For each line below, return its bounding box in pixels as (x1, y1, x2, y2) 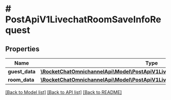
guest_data (8, 68, 36, 75)
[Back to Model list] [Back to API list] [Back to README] (5, 89, 122, 95)
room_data (8, 76, 35, 83)
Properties (5, 44, 40, 53)
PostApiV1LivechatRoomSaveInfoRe (5, 14, 161, 25)
